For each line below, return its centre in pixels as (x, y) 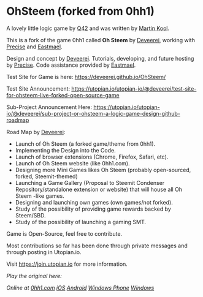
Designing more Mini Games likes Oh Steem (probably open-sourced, (103, 170)
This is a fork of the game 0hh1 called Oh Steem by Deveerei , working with (101, 40)
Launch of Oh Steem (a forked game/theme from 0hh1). (85, 144)
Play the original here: (34, 276)
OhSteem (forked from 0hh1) (81, 11)
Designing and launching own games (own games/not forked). (94, 202)
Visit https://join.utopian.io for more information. (67, 264)
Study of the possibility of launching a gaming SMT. (80, 222)
